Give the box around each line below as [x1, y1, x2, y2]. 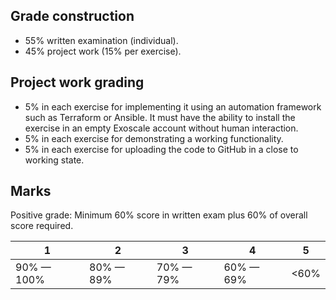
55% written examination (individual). [24, 34, 179, 46]
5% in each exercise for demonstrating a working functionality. [24, 132, 284, 144]
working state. [24, 154, 85, 166]
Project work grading [10, 74, 145, 91]
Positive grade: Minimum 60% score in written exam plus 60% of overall [10, 209, 308, 221]
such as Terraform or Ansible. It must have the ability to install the [24, 111, 296, 123]
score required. [10, 220, 74, 232]
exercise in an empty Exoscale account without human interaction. [24, 122, 299, 134]
